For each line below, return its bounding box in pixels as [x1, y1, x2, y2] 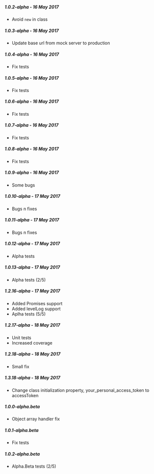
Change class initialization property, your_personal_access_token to [11, 387, 150, 393]
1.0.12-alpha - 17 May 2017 [4, 241, 60, 247]
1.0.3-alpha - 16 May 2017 [4, 28, 59, 33]
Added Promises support [11, 300, 62, 306]
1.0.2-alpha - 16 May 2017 [4, 4, 59, 10]
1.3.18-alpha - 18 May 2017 [4, 375, 61, 381]
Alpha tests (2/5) [11, 277, 46, 283]
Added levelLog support [11, 306, 61, 312]
